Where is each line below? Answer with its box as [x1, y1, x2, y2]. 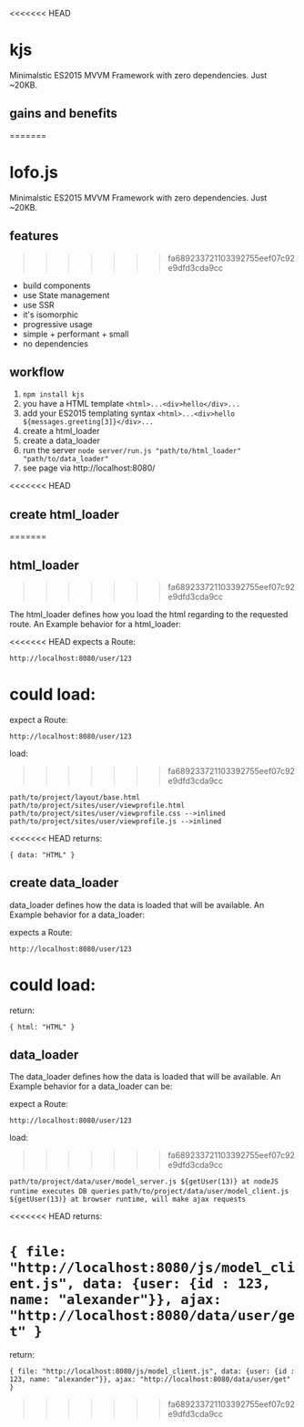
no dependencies [22, 337, 89, 349]
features [9, 228, 59, 244]
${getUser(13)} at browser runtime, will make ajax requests [9, 1194, 247, 1205]
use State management [22, 289, 110, 300]
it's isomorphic [22, 309, 79, 320]
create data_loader [9, 875, 119, 891]
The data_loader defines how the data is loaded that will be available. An [9, 1071, 281, 1082]
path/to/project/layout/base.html [9, 792, 141, 801]
